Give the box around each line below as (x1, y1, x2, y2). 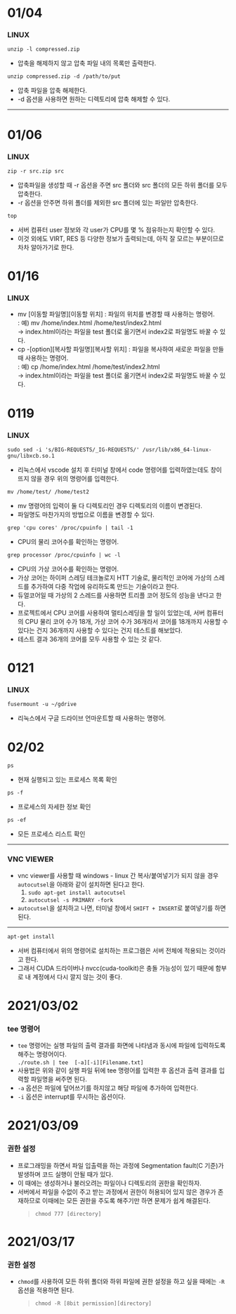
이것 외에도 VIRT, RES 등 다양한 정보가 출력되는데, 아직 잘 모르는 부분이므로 (17, 234, 225, 243)
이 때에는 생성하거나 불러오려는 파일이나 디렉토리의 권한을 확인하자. (17, 1179, 202, 1187)
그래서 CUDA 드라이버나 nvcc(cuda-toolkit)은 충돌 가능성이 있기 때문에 (17, 964, 214, 972)
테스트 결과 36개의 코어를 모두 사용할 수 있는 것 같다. (17, 635, 162, 643)
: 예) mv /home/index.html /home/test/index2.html (17, 319, 162, 327)
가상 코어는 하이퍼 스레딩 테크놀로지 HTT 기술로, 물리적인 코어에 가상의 (17, 573, 212, 582)
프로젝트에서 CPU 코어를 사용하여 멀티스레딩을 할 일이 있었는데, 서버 (17, 609, 205, 617)
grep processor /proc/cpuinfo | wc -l (7, 551, 121, 559)
